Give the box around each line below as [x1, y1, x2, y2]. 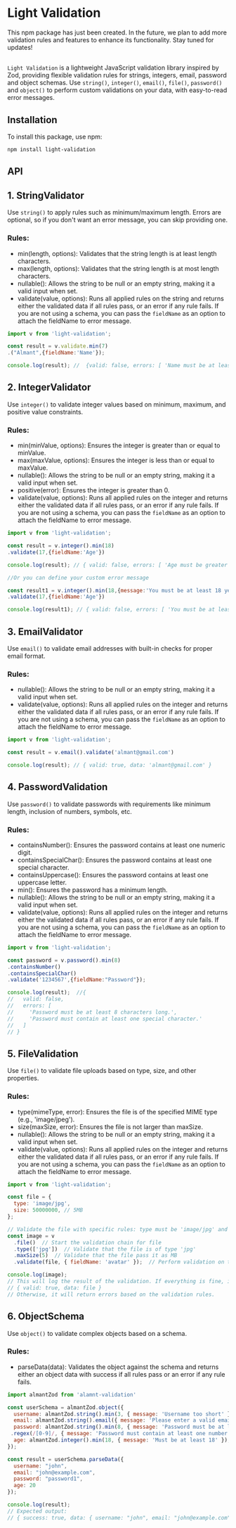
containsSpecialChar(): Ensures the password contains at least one [17, 855, 212, 864]
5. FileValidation [7, 1048, 79, 1059]
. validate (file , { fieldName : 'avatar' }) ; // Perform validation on [13, 1259, 225, 1266]
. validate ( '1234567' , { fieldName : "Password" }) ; [7, 976, 146, 983]
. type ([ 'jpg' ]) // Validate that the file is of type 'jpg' [13, 1245, 197, 1253]
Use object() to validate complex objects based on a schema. [7, 1329, 188, 1337]
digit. [17, 848, 33, 856]
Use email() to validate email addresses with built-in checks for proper [7, 644, 213, 652]
